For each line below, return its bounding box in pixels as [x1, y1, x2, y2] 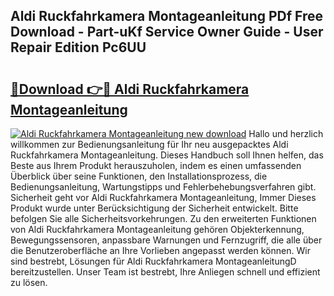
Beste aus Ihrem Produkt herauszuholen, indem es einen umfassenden [10, 160, 302, 171]
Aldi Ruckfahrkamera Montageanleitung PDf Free [10, 8, 324, 25]
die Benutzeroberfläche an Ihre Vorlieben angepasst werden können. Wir [10, 245, 311, 256]
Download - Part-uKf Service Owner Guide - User [10, 24, 324, 41]
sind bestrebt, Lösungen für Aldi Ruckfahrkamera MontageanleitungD [10, 255, 297, 267]
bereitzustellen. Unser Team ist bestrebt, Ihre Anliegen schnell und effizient [10, 266, 321, 278]
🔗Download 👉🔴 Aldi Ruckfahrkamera [10, 80, 250, 98]
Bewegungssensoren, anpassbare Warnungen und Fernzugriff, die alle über [10, 234, 323, 246]
